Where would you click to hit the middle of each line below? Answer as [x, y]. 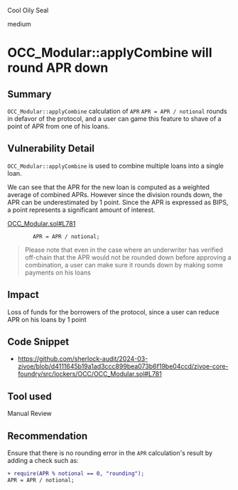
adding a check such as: [43, 461]
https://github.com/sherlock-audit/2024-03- [83, 359]
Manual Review [29, 414]
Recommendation [47, 436]
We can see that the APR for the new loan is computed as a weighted [108, 187]
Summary [29, 94]
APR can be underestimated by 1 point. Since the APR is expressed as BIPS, [118, 202]
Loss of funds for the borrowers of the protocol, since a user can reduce [113, 311]
